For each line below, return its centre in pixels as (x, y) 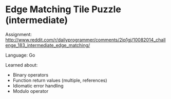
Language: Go (20, 55)
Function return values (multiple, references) (60, 80)
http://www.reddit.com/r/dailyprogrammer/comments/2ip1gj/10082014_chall (85, 40)
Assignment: (18, 34)
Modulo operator (31, 91)
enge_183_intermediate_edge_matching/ (48, 45)
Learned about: (22, 65)
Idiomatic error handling (38, 86)
